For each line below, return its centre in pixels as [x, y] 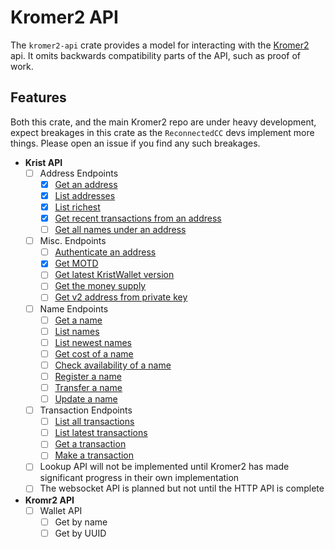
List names [77, 331]
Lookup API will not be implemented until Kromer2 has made [164, 467]
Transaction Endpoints [86, 410]
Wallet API [61, 510]
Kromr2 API [49, 500]
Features [38, 97]
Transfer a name [88, 387]
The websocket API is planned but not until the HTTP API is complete [182, 488]
